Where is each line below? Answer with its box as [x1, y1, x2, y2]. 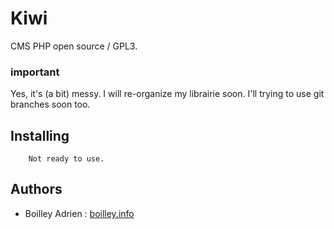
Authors [10, 181, 63, 198]
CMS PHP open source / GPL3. [10, 40, 138, 52]
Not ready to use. [28, 154, 105, 164]
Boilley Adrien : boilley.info [24, 207, 135, 219]
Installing [10, 127, 70, 144]
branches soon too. [10, 98, 91, 111]
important [10, 65, 60, 79]
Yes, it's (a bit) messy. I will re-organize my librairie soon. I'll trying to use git [10, 88, 325, 100]
